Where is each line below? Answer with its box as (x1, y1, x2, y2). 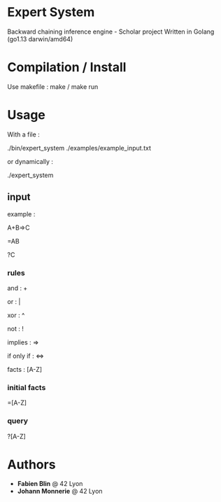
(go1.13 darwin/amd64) (7, 34, 73, 43)
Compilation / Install (7, 60, 127, 76)
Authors (7, 456, 56, 473)
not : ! (7, 324, 24, 333)
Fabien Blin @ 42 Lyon (17, 480, 83, 488)
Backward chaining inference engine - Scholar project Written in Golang (7, 27, 215, 36)
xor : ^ (7, 311, 25, 319)
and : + (7, 284, 28, 292)
